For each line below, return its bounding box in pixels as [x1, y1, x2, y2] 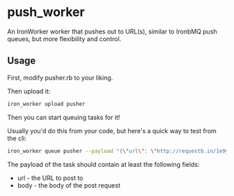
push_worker [7, 4, 85, 20]
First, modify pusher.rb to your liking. [7, 73, 114, 82]
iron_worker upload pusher [7, 100, 86, 107]
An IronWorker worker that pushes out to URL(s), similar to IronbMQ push [7, 27, 217, 36]
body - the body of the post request [17, 181, 120, 189]
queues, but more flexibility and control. [7, 34, 122, 43]
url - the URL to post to [17, 174, 84, 182]
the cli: [7, 134, 26, 142]
